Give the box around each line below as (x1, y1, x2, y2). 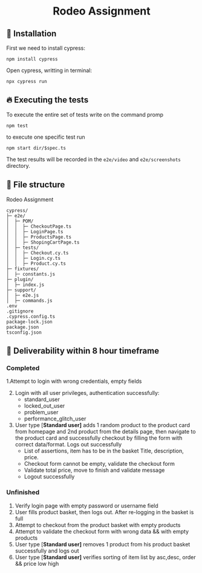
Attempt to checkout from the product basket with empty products (15, 521, 181, 528)
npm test (6, 122, 28, 128)
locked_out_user (24, 402, 65, 409)
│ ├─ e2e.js (6, 292, 39, 298)
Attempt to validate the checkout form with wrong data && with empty (15, 528, 189, 535)
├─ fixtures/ (6, 265, 39, 272)
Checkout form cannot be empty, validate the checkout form (24, 460, 175, 468)
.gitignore (6, 308, 34, 314)
